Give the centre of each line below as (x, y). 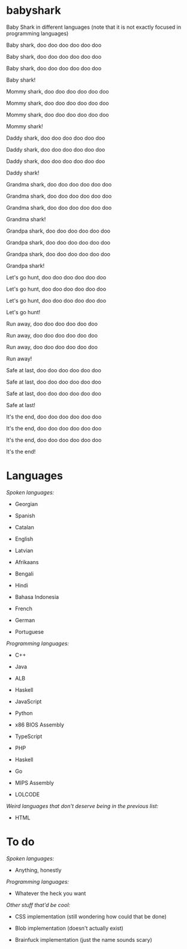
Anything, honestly (38, 870)
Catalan (24, 527)
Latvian (24, 550)
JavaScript (28, 701)
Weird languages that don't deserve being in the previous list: (82, 806)
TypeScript (28, 736)
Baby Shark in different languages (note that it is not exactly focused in (94, 27)
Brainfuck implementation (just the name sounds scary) (84, 939)
